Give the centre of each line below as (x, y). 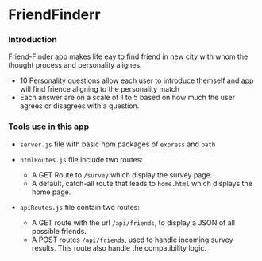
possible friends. (59, 231)
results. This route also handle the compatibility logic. (119, 247)
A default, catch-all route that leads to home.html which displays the (142, 183)
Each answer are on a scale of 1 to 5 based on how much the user (127, 98)
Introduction (33, 40)
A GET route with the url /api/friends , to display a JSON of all (133, 222)
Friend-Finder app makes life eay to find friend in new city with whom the (128, 56)
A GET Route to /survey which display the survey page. (122, 175)
